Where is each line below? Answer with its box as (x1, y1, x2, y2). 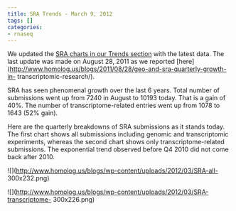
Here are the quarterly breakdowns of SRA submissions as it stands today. (7, 122, 225, 131)
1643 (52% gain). (7, 109, 58, 117)
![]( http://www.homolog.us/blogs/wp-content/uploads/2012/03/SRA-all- (7, 166, 218, 175)
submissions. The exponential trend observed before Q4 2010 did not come (7, 145, 229, 153)
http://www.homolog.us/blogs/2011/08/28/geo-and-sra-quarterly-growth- (9, 65, 227, 73)
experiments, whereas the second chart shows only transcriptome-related (7, 138, 225, 146)
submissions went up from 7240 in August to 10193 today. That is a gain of (7, 94, 226, 102)
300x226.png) (53, 195, 95, 204)
